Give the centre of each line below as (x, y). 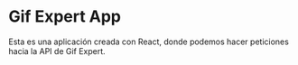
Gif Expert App (65, 17)
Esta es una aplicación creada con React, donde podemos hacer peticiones (149, 42)
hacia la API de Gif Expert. (57, 51)
